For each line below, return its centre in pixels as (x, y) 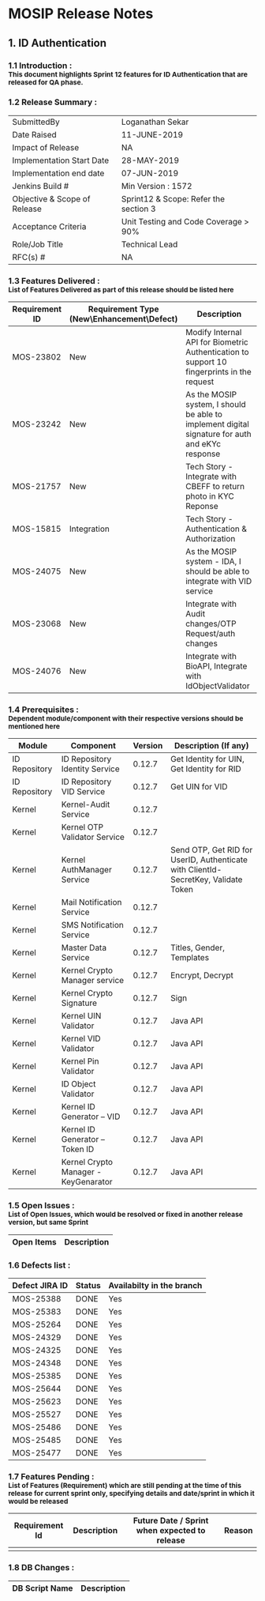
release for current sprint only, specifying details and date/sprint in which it (131, 1493)
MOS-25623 (37, 1401)
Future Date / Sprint (171, 1520)
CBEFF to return (215, 487)
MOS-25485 (37, 1440)
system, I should (215, 405)
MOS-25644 (37, 1388)
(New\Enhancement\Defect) (124, 319)
